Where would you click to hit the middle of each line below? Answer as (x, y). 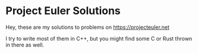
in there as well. (25, 45)
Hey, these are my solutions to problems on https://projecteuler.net (88, 27)
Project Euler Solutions (63, 11)
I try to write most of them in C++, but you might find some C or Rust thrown (99, 38)
